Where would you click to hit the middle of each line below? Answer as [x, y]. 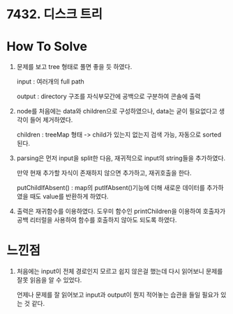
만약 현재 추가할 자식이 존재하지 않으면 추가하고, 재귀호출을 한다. [104, 173]
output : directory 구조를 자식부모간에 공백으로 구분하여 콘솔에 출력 [108, 96]
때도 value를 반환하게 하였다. [69, 196]
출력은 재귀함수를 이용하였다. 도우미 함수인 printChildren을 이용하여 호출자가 [121, 211]
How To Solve [47, 47]
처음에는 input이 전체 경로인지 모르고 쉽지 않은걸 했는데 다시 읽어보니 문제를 [120, 272]
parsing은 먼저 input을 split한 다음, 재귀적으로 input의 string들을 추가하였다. [121, 158]
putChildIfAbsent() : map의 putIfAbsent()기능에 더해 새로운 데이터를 [111, 188]
